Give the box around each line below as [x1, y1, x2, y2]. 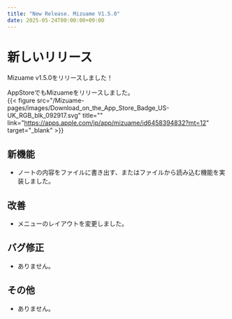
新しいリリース [7, 49, 93, 65]
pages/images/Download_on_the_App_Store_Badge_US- [7, 104, 170, 112]
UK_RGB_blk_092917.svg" [7, 111, 82, 120]
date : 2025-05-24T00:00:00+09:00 [7, 17, 105, 24]
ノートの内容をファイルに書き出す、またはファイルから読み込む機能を [17, 168, 219, 177]
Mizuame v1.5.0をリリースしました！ [7, 74, 113, 82]
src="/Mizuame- [36, 96, 85, 105]
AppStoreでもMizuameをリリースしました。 [7, 88, 134, 97]
